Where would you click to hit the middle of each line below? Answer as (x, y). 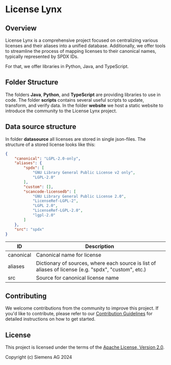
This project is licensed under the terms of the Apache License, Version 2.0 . (85, 347)
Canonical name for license (69, 255)
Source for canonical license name (77, 278)
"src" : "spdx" (29, 229)
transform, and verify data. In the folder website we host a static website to (84, 105)
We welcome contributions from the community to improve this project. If (82, 308)
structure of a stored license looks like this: (50, 144)
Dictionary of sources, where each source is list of (96, 263)
